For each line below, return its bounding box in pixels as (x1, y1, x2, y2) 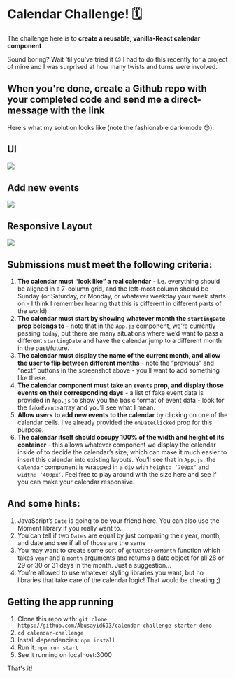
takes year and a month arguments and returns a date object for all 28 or (17, 554, 225, 562)
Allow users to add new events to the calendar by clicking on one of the (17, 411, 228, 419)
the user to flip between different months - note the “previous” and (17, 359, 215, 367)
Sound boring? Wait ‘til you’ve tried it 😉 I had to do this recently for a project (7, 55, 228, 64)
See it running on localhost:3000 (17, 650, 112, 658)
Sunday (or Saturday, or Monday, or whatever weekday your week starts (17, 292, 226, 300)
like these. (17, 374, 48, 382)
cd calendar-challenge (17, 629, 84, 637)
